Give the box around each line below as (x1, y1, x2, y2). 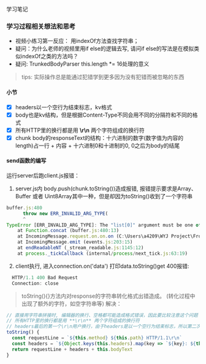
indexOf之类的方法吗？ (20, 53, 78, 60)
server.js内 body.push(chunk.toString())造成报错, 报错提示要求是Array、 (15, 185, 197, 192)
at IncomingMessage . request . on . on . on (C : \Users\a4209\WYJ (17, 233, 169, 239)
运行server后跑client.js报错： (6, 171, 80, 179)
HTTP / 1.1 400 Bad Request (12, 274, 78, 281)
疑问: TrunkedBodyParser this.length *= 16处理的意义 (15, 60, 150, 68)
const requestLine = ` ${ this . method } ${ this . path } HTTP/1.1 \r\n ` (12, 335, 183, 341)
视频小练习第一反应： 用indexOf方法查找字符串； (15, 37, 139, 45)
